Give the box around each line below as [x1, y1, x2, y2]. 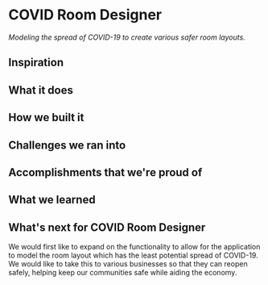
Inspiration [8, 56, 64, 69]
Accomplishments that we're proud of [8, 166, 203, 179]
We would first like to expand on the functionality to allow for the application [8, 242, 261, 252]
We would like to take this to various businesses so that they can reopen [8, 259, 248, 269]
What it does [8, 83, 74, 97]
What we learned [8, 193, 96, 207]
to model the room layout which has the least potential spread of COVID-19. [8, 250, 259, 260]
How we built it [8, 111, 85, 124]
